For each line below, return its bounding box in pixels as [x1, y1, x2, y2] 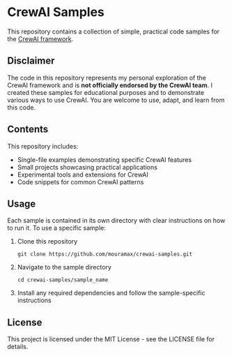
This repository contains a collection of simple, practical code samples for [7, 27, 220, 36]
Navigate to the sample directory [17, 263, 111, 272]
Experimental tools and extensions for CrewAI [17, 170, 148, 179]
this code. [7, 103, 36, 112]
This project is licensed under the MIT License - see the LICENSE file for [7, 335, 215, 343]
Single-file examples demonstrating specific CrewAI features [17, 155, 192, 164]
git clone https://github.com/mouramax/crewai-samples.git [17, 251, 193, 258]
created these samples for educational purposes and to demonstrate [7, 88, 204, 96]
